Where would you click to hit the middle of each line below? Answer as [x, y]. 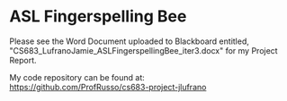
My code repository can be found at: [77, 77]
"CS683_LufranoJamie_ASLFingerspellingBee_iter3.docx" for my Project [143, 50]
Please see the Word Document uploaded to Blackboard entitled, [130, 41]
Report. [23, 60]
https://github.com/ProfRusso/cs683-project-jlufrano [108, 87]
